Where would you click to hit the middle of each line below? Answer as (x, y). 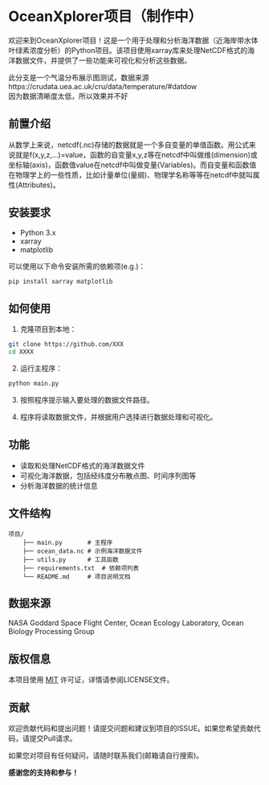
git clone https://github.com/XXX (66, 345)
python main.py (34, 383)
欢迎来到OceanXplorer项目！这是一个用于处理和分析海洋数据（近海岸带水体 (133, 40)
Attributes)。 (39, 185)
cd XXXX (21, 352)
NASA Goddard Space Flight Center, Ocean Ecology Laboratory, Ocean (126, 623)
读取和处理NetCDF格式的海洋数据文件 (82, 465)
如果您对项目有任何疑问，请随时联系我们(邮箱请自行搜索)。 (106, 755)
